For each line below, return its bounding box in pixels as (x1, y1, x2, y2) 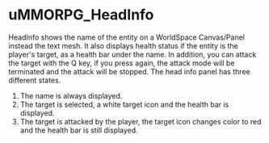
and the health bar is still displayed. (19, 125, 139, 135)
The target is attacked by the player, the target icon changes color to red (19, 116, 262, 126)
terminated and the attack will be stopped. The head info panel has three (8, 66, 250, 76)
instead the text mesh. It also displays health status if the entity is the (8, 40, 238, 50)
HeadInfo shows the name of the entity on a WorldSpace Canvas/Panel (8, 32, 245, 42)
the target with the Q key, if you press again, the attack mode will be (8, 58, 235, 68)
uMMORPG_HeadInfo (8, 6, 154, 24)
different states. (8, 75, 61, 85)
